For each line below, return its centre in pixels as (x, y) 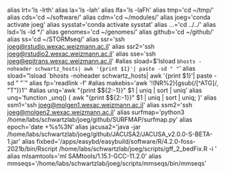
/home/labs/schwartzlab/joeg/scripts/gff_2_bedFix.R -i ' (138, 149)
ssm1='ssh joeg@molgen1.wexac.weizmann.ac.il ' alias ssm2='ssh (100, 105)
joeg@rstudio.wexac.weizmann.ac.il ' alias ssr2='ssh (81, 46)
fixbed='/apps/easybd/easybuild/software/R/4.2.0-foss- (116, 141)
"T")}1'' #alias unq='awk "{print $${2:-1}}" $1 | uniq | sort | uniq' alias (105, 90)
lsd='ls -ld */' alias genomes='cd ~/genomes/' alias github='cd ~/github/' (111, 32)
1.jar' (14, 141)
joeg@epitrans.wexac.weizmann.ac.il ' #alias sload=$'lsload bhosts (102, 61)
